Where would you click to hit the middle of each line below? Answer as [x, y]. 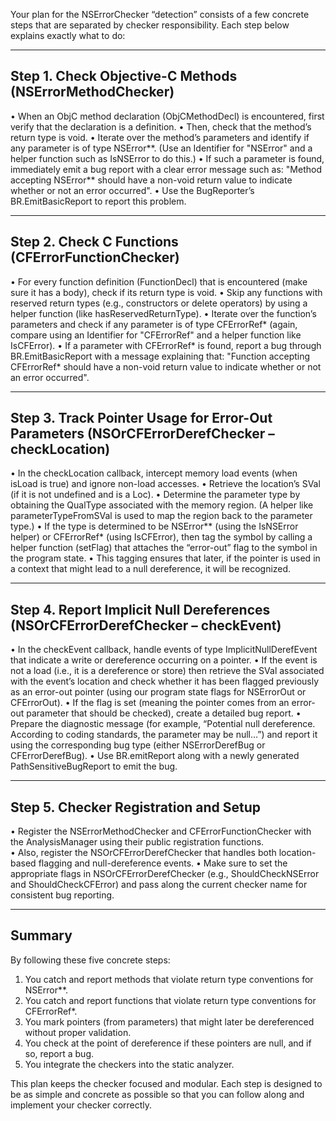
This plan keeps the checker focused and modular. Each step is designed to [166, 1083]
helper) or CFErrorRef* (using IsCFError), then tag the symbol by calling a [161, 537]
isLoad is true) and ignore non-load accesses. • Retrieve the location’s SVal [165, 484]
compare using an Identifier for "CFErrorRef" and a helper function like [156, 335]
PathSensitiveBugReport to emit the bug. [94, 766]
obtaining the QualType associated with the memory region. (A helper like [162, 505]
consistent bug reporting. [62, 895]
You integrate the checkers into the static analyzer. [129, 1064]
